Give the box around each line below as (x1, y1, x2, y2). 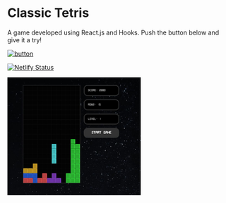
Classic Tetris (7, 5, 90, 21)
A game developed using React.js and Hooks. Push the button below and (7, 28, 220, 37)
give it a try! (7, 35, 42, 44)
